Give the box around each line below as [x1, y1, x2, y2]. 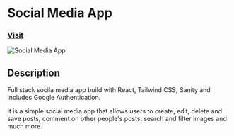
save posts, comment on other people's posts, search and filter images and [7, 115, 228, 123]
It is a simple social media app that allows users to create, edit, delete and [7, 107, 223, 115]
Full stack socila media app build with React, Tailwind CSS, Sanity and [7, 86, 211, 94]
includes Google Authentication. [7, 93, 101, 102]
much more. [7, 122, 42, 130]
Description [7, 67, 60, 79]
